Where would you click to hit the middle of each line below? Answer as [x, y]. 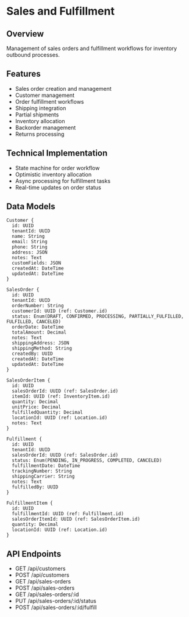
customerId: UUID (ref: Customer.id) [60, 311]
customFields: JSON [37, 263]
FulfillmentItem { [30, 503]
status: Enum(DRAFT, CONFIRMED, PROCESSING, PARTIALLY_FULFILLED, [98, 316]
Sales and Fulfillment [60, 11]
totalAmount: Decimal [39, 333]
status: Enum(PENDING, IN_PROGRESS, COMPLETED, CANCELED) [87, 461]
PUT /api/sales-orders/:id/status [55, 601]
